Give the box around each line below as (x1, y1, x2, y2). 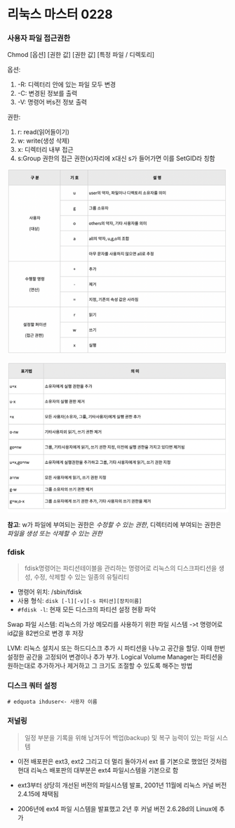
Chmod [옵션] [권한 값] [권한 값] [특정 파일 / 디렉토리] (7, 51, 155, 59)
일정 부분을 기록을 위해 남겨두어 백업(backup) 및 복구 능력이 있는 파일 (24, 733, 215, 742)
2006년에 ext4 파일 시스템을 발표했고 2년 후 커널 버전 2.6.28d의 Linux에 (17, 804, 218, 813)
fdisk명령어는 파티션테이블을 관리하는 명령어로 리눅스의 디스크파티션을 (24, 564, 217, 573)
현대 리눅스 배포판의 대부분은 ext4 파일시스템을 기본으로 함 (17, 765, 179, 774)
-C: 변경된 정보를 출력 (17, 89, 78, 98)
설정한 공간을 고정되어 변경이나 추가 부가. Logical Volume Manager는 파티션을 (7, 653, 223, 661)
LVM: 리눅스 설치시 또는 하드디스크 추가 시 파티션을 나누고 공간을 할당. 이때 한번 (7, 644, 226, 652)
